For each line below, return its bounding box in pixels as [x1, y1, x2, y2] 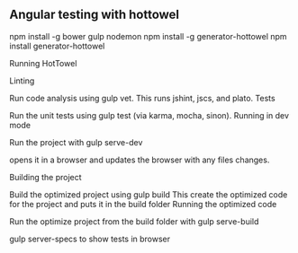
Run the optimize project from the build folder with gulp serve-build [9, 215, 259, 227]
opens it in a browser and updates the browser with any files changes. [9, 154, 270, 165]
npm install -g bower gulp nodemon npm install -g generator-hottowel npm [9, 31, 287, 41]
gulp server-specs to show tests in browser [9, 233, 171, 244]
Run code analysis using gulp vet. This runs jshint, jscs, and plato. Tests [9, 92, 276, 103]
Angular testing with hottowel [9, 7, 180, 22]
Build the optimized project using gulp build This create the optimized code [9, 188, 288, 200]
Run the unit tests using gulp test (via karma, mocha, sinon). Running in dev [9, 109, 290, 120]
